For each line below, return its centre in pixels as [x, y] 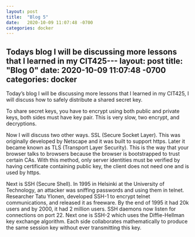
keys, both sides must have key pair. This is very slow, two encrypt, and [93, 118]
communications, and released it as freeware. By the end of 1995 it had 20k [97, 203]
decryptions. [21, 123]
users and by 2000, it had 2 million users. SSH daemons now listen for [91, 209]
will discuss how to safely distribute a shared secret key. [74, 100]
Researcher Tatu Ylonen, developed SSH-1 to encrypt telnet [78, 196]
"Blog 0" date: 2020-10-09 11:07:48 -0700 [86, 70]
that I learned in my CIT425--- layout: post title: [95, 61]
